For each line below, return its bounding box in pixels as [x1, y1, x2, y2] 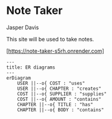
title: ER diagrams [6, 64, 56, 70]
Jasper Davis [6, 24, 39, 31]
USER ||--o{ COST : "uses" [17, 80, 85, 86]
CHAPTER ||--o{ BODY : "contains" [17, 107, 104, 113]
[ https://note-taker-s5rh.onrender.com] [6, 47, 105, 55]
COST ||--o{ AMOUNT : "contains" [17, 96, 102, 102]
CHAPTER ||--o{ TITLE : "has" [17, 101, 94, 107]
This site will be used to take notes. [6, 35, 94, 42]
